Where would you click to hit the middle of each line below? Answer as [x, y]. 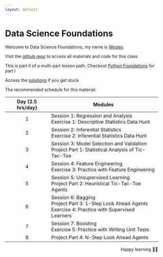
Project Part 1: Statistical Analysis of [93, 150]
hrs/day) [27, 107]
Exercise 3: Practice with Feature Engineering [103, 169]
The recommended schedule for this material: [51, 90]
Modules [103, 105]
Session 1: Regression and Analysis [92, 116]
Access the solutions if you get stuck [42, 80]
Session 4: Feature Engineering [87, 164]
